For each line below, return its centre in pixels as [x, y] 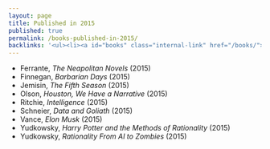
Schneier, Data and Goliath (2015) [76, 111]
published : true [35, 30]
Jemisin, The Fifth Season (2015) [75, 86]
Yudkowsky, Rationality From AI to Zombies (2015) [103, 136]
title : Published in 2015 [51, 23]
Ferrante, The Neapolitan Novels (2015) [85, 68]
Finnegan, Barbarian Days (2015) [75, 77]
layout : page [30, 16]
